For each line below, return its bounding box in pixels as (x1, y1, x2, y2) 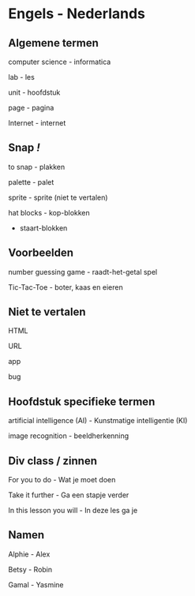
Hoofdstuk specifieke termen (8, 395, 156, 408)
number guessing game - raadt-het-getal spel (8, 267, 158, 276)
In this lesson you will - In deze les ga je (8, 506, 138, 515)
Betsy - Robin (8, 564, 53, 574)
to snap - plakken (8, 162, 66, 171)
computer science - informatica (8, 57, 111, 66)
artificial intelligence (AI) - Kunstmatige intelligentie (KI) (8, 416, 188, 425)
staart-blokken (19, 223, 68, 233)
